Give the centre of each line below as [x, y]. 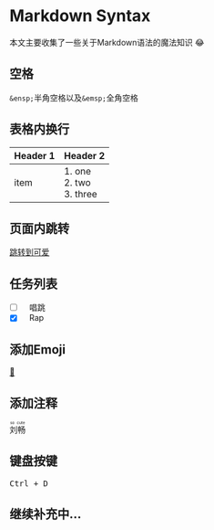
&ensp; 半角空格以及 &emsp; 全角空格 [74, 98]
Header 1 [35, 155]
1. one [77, 171]
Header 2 [84, 155]
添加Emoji [38, 350]
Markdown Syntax [80, 16]
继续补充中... [46, 514]
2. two [77, 182]
